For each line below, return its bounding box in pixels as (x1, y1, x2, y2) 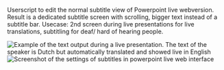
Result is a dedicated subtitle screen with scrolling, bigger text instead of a (7, 13, 218, 21)
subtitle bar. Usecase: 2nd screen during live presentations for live (7, 20, 195, 28)
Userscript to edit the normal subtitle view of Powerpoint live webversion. (7, 6, 214, 14)
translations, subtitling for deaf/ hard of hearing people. (7, 27, 164, 35)
